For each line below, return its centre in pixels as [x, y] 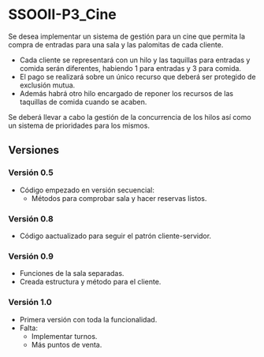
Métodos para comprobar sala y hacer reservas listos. [119, 198]
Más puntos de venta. [67, 344]
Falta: [28, 328]
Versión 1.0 [30, 303]
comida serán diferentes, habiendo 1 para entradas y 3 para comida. [130, 68]
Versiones [34, 150]
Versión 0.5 [31, 173]
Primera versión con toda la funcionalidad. [88, 319]
